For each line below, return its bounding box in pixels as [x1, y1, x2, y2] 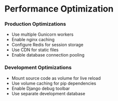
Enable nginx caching [11, 37, 55, 43]
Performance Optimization [4, 3, 114, 14]
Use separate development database [11, 90, 86, 96]
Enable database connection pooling [11, 52, 85, 58]
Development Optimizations [4, 64, 72, 71]
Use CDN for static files [11, 47, 59, 53]
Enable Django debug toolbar [11, 86, 70, 91]
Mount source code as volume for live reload [11, 75, 101, 81]
